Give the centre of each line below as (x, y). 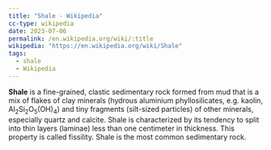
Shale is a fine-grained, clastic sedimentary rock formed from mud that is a (134, 92)
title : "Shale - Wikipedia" (56, 16)
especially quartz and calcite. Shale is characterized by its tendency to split (134, 119)
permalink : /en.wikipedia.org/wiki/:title (81, 39)
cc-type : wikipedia (41, 24)
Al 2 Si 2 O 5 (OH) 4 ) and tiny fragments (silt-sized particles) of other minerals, (131, 110)
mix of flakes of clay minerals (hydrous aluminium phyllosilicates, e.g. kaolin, (136, 100)
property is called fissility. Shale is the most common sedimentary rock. (127, 137)
